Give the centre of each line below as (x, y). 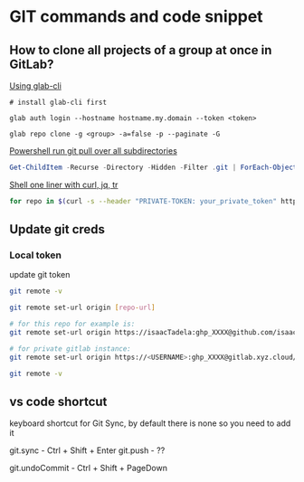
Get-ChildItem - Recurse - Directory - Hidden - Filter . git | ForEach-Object (153, 167)
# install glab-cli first (58, 102)
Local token (35, 255)
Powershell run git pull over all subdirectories (94, 151)
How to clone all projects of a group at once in (141, 50)
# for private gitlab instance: (70, 349)
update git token (40, 275)
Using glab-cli (35, 86)
